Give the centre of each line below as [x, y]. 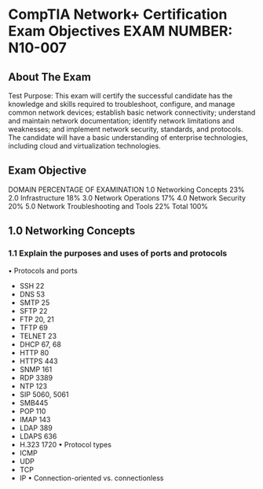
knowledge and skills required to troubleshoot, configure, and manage [122, 104]
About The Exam [50, 77]
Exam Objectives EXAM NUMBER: [121, 31]
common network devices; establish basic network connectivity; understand [132, 112]
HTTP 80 [34, 352]
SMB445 [34, 403]
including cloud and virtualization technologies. [84, 146]
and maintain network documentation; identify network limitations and [121, 121]
